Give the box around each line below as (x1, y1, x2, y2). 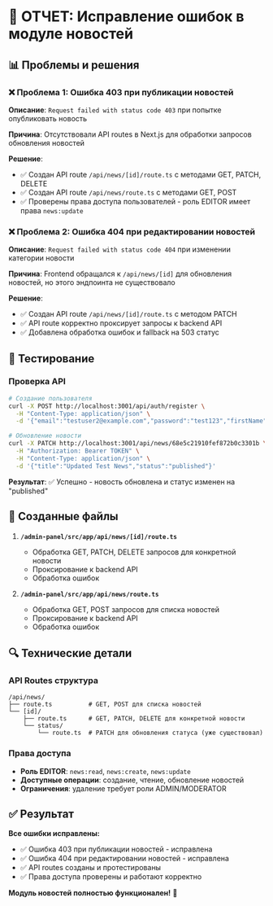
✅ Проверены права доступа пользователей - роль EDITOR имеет (19, 196, 251, 206)
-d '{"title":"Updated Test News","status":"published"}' (15, 462, 217, 471)
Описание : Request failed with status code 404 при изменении (8, 244, 232, 255)
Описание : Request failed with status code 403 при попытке (8, 105, 222, 115)
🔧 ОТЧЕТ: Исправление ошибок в (8, 7, 245, 26)
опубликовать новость (8, 113, 88, 123)
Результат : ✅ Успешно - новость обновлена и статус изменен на (8, 476, 236, 487)
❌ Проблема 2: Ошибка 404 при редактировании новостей (8, 225, 256, 237)
